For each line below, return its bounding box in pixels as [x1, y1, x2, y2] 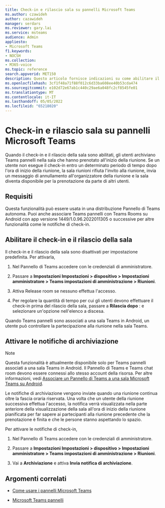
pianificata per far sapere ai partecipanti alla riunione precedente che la [5, 411, 150, 418]
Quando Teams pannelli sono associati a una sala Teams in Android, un [5, 317, 149, 324]
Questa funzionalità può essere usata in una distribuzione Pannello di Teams [5, 206, 160, 212]
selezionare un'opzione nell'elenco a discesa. [12, 308, 105, 314]
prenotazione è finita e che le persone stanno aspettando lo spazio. [5, 417, 142, 423]
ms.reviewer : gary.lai [5, 26, 52, 31]
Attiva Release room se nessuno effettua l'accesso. [12, 288, 117, 294]
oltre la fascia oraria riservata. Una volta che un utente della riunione [5, 396, 144, 402]
